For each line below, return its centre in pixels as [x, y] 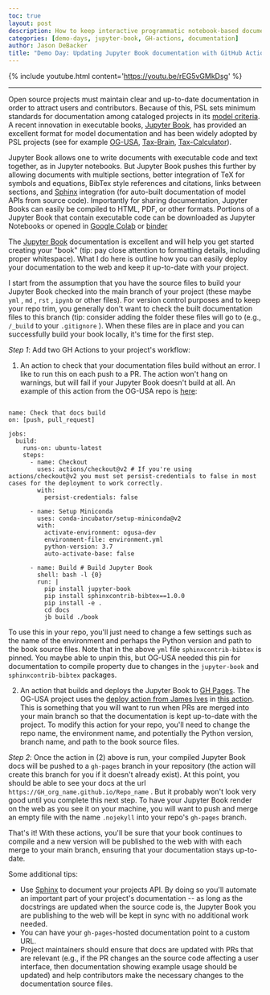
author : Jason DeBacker [48, 46]
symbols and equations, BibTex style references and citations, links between [135, 183]
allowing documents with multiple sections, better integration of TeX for [127, 175]
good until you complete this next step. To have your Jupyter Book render [130, 800]
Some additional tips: [43, 874]
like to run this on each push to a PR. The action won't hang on [124, 374]
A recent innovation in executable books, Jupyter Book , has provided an [128, 125]
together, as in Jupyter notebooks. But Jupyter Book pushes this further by [132, 166]
